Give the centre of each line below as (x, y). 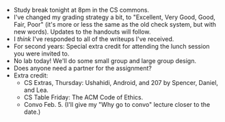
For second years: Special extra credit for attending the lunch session (111, 46)
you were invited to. (41, 53)
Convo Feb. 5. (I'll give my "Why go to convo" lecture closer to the (117, 105)
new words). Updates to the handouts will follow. (82, 32)
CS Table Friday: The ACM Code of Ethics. (83, 97)
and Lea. (36, 90)
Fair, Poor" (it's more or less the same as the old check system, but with (115, 24)
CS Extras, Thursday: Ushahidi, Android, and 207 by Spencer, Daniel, (121, 83)
